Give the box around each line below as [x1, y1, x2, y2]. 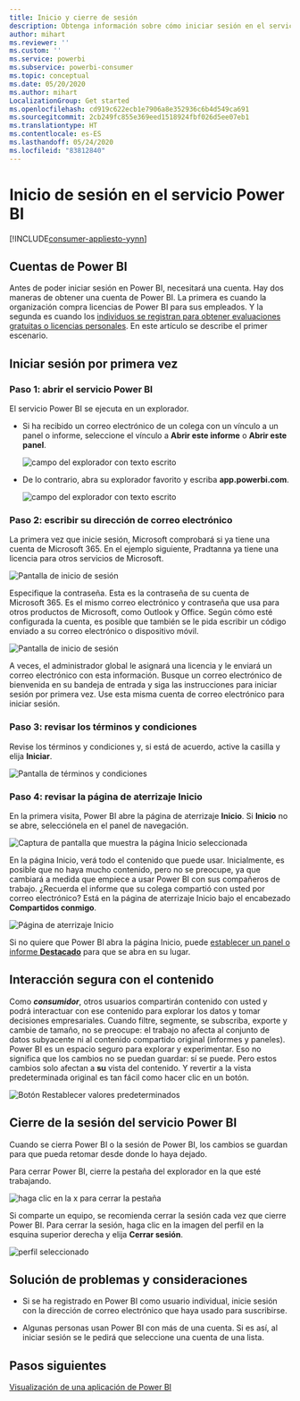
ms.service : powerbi [9, 55, 87, 63]
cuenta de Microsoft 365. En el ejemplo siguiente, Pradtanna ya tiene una [9, 544, 279, 554]
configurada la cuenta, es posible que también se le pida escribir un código [9, 616, 287, 627]
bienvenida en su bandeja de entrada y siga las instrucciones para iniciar [9, 679, 278, 690]
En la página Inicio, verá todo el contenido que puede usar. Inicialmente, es [9, 855, 285, 865]
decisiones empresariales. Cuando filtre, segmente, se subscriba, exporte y [9, 1015, 287, 1025]
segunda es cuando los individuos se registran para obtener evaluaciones [9, 311, 281, 322]
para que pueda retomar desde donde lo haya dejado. [9, 1148, 208, 1159]
